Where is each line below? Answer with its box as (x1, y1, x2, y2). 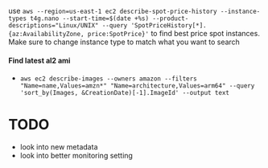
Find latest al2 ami (8, 55, 71, 65)
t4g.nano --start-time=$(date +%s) (29, 14, 150, 23)
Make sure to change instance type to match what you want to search (8, 37, 240, 47)
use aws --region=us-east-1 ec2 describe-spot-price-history (8, 6, 217, 15)
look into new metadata (19, 142, 98, 152)
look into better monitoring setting (19, 151, 133, 161)
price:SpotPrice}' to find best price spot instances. (87, 29, 260, 38)
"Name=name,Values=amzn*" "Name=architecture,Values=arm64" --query (19, 82, 255, 90)
